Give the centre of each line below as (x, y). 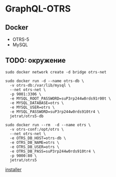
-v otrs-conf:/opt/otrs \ (37, 129)
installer (13, 169)
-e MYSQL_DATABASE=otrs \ (37, 103)
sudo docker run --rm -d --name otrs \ (48, 125)
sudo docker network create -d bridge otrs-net (56, 72)
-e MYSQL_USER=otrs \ (32, 107)
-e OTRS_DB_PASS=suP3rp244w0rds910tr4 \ (52, 151)
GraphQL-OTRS (38, 9)
